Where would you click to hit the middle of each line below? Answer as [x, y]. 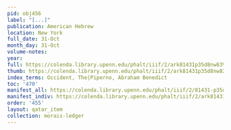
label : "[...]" [29, 20]
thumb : [16, 71]
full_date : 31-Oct [33, 39]
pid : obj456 [24, 13]
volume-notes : [27, 52]
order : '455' [26, 103]
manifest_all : [27, 90]
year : [15, 58]
